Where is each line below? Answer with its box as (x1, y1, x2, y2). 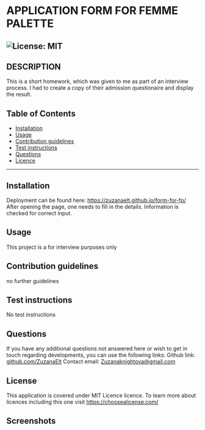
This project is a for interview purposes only (6, 243, 117, 251)
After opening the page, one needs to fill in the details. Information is (6, 203, 179, 210)
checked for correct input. (6, 210, 72, 217)
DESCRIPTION (6, 62, 61, 72)
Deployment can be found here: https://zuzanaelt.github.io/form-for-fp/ (6, 196, 186, 204)
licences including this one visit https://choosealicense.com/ (6, 398, 159, 406)
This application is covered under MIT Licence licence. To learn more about (6, 392, 196, 400)
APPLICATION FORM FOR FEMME (6, 4, 179, 18)
